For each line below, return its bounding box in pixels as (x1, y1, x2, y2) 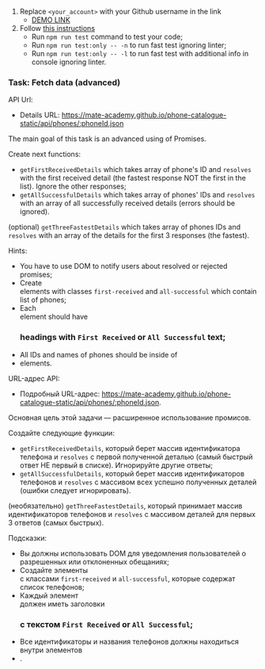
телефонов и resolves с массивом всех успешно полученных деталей (19, 477, 257, 487)
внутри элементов (19, 645, 83, 655)
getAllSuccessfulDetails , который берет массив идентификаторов (19, 468, 245, 478)
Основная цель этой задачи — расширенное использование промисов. (8, 412, 252, 422)
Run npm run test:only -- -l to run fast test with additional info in (31, 49, 249, 58)
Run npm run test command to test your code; (31, 32, 184, 41)
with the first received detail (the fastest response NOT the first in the (19, 174, 247, 183)
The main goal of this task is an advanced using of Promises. (8, 134, 207, 143)
